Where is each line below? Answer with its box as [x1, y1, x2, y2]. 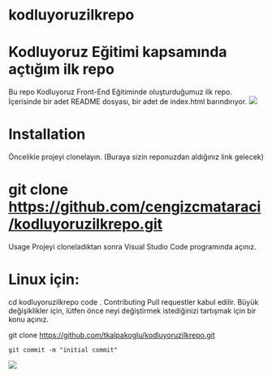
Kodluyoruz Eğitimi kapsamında [8, 43, 227, 62]
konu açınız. [8, 314, 49, 324]
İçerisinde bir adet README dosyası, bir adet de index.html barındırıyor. [8, 97, 248, 106]
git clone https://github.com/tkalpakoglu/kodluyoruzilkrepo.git [8, 330, 215, 340]
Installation [8, 125, 86, 144]
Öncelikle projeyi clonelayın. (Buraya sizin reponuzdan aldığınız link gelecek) [8, 152, 264, 162]
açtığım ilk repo [8, 60, 115, 79]
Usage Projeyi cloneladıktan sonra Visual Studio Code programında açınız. [8, 242, 257, 251]
